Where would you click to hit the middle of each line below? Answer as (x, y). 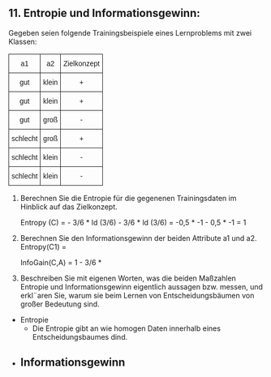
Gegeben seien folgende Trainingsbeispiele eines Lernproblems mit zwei (130, 32)
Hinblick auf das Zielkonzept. (69, 207)
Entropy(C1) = (43, 246)
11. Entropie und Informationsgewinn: (104, 13)
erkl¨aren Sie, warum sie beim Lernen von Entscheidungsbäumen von (137, 295)
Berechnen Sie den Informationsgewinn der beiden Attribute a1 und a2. (138, 238)
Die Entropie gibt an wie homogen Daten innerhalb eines (127, 328)
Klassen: (23, 41)
